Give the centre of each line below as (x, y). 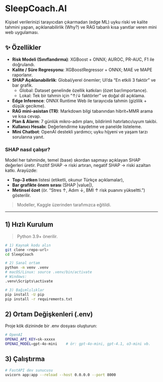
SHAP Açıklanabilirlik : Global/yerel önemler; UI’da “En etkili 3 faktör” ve (84, 80)
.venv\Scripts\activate (29, 281)
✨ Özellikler (23, 47)
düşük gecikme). (29, 106)
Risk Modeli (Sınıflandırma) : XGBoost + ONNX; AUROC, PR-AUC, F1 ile (83, 59)
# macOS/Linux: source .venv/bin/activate (49, 272)
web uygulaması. (22, 32)
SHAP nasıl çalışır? (28, 149)
